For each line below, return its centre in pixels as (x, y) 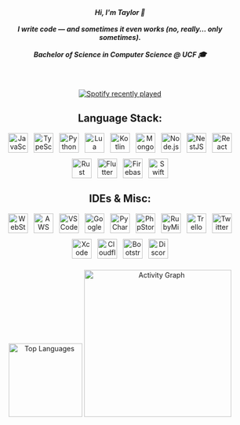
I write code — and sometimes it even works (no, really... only (120, 29)
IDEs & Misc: (120, 199)
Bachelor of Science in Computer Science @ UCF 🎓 (120, 54)
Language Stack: (120, 118)
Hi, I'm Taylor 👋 (120, 12)
